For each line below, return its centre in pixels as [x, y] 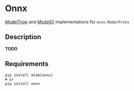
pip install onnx [23, 83]
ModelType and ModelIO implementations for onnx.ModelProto [67, 22]
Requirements [27, 64]
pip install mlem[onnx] [29, 75]
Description [23, 37]
